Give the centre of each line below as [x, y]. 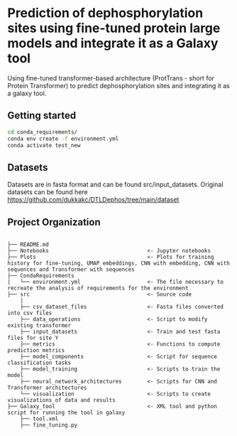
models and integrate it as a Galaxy [113, 43]
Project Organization [54, 222]
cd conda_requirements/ [43, 132]
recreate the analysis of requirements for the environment [98, 288]
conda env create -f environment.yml [63, 139]
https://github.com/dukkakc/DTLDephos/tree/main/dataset [93, 200]
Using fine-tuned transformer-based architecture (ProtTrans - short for [111, 78]
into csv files [30, 313]
